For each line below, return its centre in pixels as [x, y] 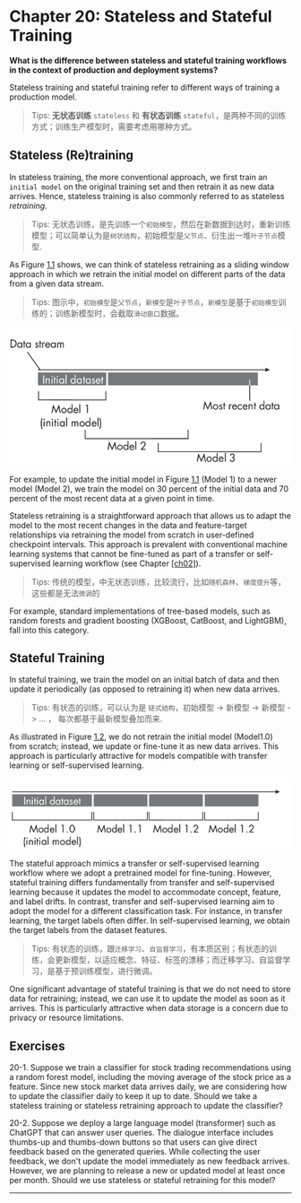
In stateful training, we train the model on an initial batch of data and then [144, 680]
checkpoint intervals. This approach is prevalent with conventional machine [149, 544]
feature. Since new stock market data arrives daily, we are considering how [148, 1086]
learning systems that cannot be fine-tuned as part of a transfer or [132, 554]
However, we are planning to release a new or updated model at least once [147, 1171]
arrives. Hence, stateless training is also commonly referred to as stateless [147, 196]
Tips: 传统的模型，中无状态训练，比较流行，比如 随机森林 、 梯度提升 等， [159, 581]
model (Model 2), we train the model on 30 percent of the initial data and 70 [149, 488]
